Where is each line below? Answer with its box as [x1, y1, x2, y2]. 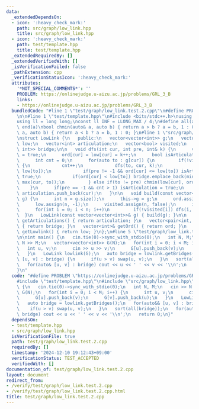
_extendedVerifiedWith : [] [11, 58, 78, 64]
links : [17, 96, 33, 102]
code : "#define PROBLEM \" [11, 273, 78, 279]
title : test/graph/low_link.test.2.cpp [6, 394, 105, 400]
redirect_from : [6, 377, 44, 384]
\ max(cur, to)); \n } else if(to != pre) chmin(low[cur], [17, 179, 184, 185]
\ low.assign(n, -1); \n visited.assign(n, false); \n [17, 201, 176, 207]
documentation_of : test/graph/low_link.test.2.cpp [6, 366, 134, 372]
